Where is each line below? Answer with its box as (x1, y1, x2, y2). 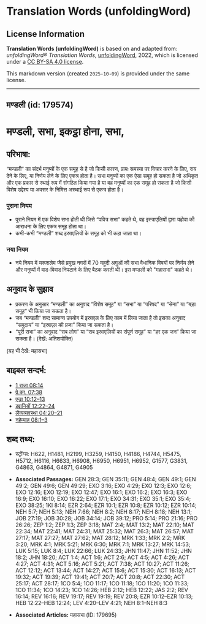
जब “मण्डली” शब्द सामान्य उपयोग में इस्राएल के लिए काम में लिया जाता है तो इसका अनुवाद (15, 314, 186, 321)
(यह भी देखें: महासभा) (6, 347, 48, 354)
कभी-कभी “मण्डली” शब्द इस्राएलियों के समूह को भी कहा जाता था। (15, 229, 142, 237)
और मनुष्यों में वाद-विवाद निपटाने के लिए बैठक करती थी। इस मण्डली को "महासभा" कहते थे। (15, 265, 193, 273)
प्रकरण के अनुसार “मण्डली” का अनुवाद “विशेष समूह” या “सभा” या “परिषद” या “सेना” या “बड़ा (15, 300, 196, 308)
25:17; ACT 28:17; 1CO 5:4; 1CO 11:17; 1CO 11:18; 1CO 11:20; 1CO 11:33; (15, 580, 189, 587)
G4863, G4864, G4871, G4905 (15, 464, 93, 471)
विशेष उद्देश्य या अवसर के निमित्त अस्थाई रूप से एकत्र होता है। (6, 186, 124, 194)
